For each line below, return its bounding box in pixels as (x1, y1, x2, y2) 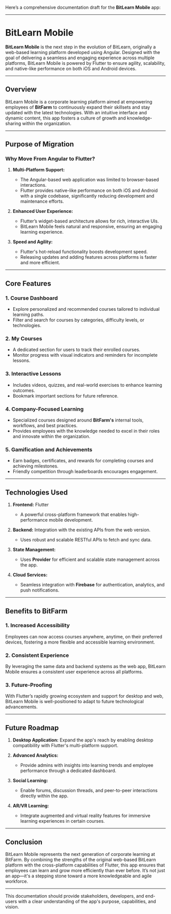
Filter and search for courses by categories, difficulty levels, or (12, 317, 145, 323)
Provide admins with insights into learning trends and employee (20, 762, 154, 769)
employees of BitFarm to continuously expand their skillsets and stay (5, 104, 150, 110)
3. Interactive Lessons (5, 370, 62, 377)
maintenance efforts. (20, 199, 64, 205)
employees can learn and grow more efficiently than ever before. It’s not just (5, 868, 165, 874)
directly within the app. (20, 793, 69, 799)
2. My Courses (5, 335, 42, 342)
